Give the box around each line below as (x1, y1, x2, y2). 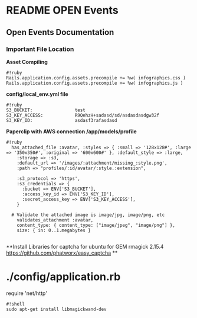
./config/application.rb (6, 270, 121, 284)
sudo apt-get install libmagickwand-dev (6, 306, 107, 312)
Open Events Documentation (6, 27, 114, 37)
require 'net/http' (6, 290, 47, 297)
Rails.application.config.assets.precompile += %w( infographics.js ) (6, 80, 183, 86)
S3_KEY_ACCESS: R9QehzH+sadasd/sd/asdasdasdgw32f (6, 112, 160, 118)
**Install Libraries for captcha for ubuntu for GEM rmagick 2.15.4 (6, 243, 164, 250)
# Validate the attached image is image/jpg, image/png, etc (11, 211, 165, 218)
